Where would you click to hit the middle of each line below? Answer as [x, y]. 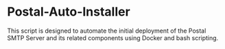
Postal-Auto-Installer [69, 12]
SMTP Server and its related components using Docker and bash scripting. [113, 37]
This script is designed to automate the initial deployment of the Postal [107, 31]
